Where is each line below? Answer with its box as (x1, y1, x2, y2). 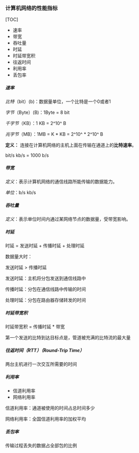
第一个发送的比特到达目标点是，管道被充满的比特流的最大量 (5, 335, 131, 341)
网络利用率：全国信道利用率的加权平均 (5, 416, 86, 422)
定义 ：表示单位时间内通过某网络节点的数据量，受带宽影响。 (5, 216, 131, 222)
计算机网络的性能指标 (5, 4, 58, 11)
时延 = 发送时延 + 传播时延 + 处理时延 (5, 242, 85, 249)
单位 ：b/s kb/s (5, 190, 36, 196)
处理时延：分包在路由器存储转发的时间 (5, 297, 86, 303)
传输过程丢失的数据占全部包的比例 (5, 442, 77, 449)
